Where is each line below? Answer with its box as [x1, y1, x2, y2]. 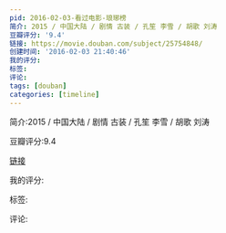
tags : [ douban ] [9, 81, 67, 90]
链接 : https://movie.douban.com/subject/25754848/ [9, 38, 203, 48]
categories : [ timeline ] [9, 90, 100, 99]
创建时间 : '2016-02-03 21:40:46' [9, 48, 131, 57]
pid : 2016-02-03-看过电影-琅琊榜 [9, 13, 127, 23]
